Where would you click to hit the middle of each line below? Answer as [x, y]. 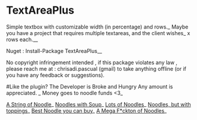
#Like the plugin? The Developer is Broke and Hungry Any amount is [90, 86]
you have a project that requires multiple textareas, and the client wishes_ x [98, 33]
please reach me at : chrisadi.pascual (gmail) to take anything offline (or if [96, 68]
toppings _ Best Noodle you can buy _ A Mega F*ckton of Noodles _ [87, 110]
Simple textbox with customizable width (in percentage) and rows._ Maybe [97, 27]
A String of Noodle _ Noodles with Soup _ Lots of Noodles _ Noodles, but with [99, 104]
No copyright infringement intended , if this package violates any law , [92, 62]
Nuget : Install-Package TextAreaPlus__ [54, 50]
